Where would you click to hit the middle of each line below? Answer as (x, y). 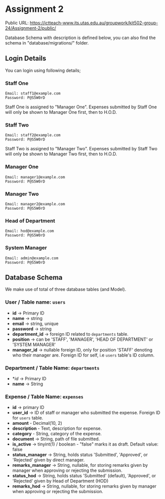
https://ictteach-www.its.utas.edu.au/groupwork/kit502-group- (94, 23)
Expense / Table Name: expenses (44, 397)
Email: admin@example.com (32, 258)
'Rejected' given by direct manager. (48, 460)
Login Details (26, 59)
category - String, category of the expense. (57, 434)
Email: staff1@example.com (33, 93)
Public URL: (17, 23)
